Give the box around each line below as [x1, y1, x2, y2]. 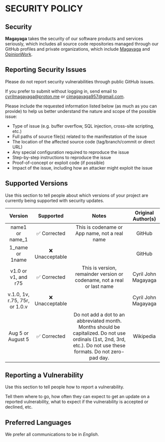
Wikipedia [133, 333, 156, 340]
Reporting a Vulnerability [5, 371, 83, 379]
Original [135, 209, 154, 216]
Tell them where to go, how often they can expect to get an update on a [5, 394, 150, 400]
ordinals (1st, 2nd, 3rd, [73, 336, 126, 342]
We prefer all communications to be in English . [5, 432, 99, 438]
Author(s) [132, 215, 156, 222]
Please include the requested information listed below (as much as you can [5, 103, 157, 109]
